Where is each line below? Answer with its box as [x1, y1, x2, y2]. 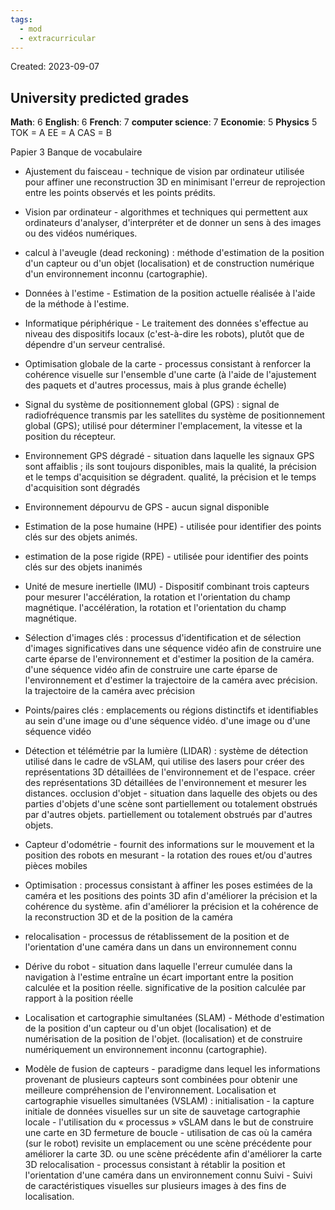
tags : [10, 14, 33, 25]
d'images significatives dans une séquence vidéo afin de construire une [24, 642, 322, 655]
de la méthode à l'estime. [24, 298, 130, 310]
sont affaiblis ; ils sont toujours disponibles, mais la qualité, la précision [24, 461, 317, 473]
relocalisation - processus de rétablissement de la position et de [24, 931, 290, 943]
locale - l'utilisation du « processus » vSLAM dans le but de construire [24, 1116, 314, 1128]
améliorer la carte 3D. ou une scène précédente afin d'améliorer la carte [24, 1148, 323, 1160]
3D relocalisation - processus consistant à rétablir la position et [24, 1159, 286, 1171]
